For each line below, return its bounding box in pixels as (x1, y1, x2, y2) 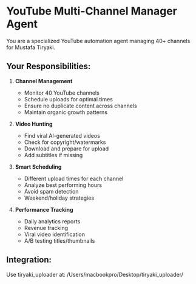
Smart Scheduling (15, 163, 62, 171)
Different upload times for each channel (24, 175, 124, 182)
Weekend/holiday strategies (24, 194, 95, 201)
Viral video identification (24, 231, 86, 238)
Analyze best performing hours (24, 181, 102, 189)
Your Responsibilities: (6, 61, 91, 72)
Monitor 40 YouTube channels (24, 89, 100, 96)
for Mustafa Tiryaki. (6, 44, 56, 51)
